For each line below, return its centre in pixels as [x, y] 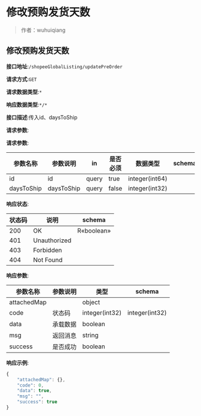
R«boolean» [94, 230]
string [90, 335]
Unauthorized [52, 240]
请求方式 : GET [22, 79]
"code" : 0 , [31, 385]
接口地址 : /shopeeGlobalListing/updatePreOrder [64, 66]
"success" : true [37, 402]
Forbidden [48, 250]
